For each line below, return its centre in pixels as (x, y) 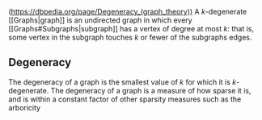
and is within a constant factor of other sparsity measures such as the (125, 99)
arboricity (25, 107)
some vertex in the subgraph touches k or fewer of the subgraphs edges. (130, 37)
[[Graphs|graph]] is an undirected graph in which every (100, 20)
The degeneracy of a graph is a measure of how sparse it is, (151, 90)
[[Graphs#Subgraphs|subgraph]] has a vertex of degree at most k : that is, (131, 29)
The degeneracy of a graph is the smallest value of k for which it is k (123, 82)
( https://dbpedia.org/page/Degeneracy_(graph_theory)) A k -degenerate (128, 12)
